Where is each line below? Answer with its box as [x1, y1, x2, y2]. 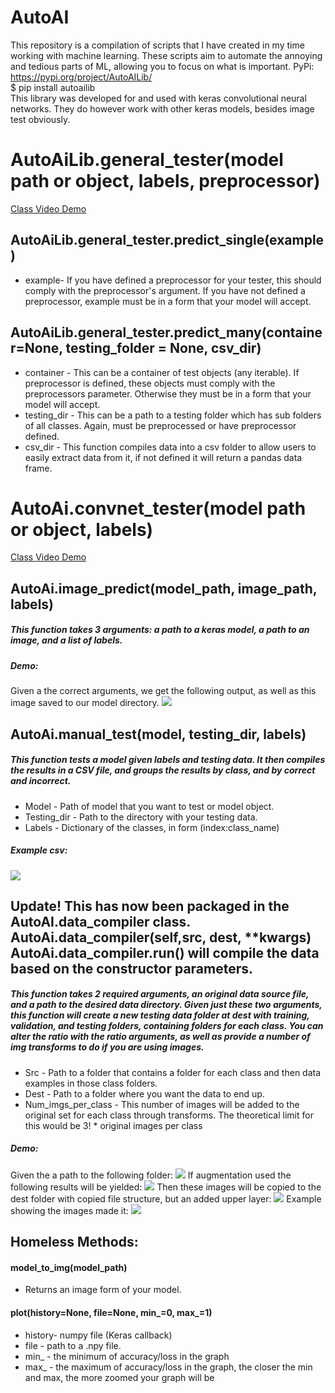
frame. [24, 462, 53, 474]
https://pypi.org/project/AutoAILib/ [10, 71, 153, 83]
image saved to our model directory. [10, 697, 160, 709]
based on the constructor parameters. [10, 960, 254, 977]
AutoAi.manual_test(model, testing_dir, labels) [10, 726, 307, 743]
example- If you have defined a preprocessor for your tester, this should [24, 274, 322, 286]
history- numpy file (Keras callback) [24, 1329, 173, 1341]
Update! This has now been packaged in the [10, 897, 290, 915]
